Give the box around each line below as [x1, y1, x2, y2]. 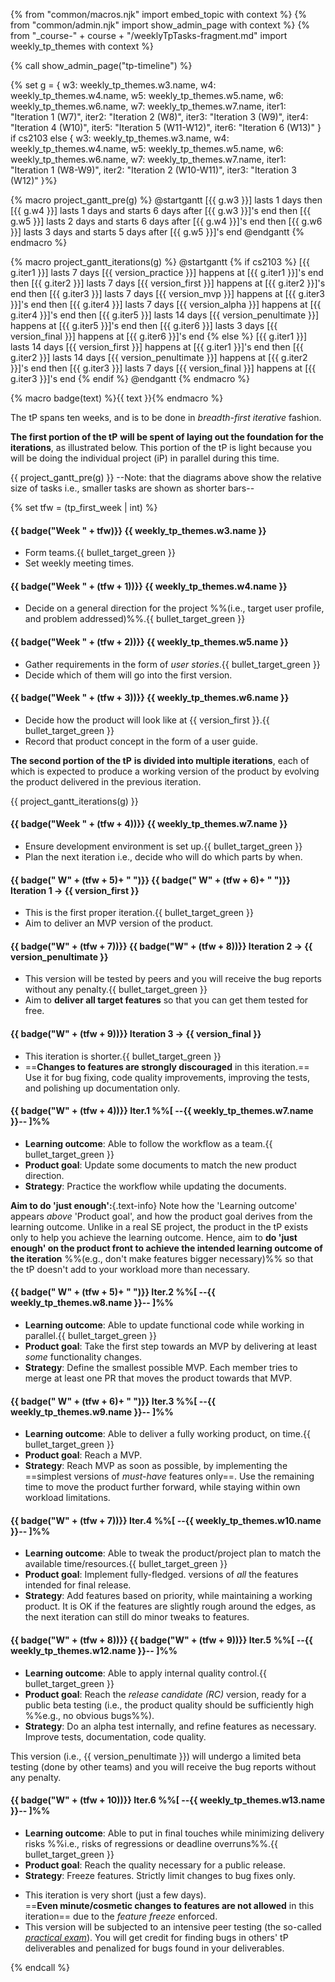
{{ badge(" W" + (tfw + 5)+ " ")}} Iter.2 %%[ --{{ [10, 1286, 216, 1298]
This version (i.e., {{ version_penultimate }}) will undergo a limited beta [10, 1750, 302, 1762]
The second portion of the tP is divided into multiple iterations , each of [10, 754, 310, 766]
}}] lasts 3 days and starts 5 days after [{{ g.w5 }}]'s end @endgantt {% [10, 226, 305, 238]
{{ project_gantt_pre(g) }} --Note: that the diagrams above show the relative [10, 472, 322, 483]
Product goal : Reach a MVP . [24, 1449, 143, 1461]
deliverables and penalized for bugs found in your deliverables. [24, 1942, 285, 1954]
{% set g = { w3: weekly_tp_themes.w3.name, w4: [10, 79, 217, 91]
